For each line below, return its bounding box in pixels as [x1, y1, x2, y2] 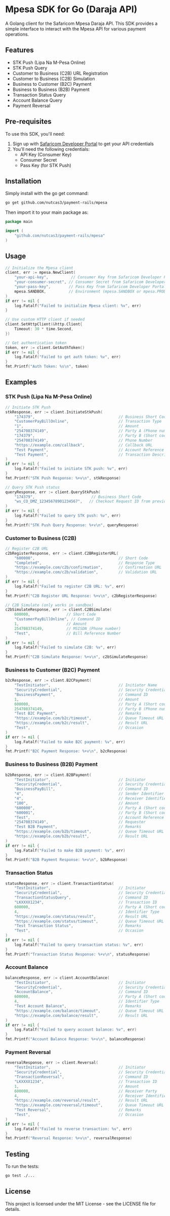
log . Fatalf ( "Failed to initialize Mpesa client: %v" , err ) [14, 303, 142, 308]
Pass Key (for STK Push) [20, 162, 72, 168]
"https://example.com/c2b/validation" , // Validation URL [14, 570, 157, 575]
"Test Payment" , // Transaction [14, 452, 151, 457]
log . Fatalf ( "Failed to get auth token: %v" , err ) [14, 355, 121, 360]
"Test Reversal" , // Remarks [14, 1107, 142, 1113]
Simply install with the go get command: [5, 190, 89, 197]
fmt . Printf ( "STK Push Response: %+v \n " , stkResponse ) [5, 475, 121, 481]
